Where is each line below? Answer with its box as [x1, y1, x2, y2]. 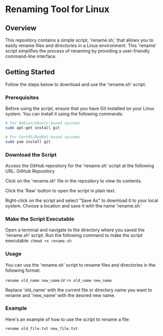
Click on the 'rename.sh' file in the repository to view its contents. [5, 178, 142, 184]
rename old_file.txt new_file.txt [5, 326, 78, 331]
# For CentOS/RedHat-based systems [5, 134, 80, 140]
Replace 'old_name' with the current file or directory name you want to [5, 287, 152, 293]
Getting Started [5, 68, 55, 76]
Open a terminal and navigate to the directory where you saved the [5, 227, 145, 233]
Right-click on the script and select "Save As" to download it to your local [5, 197, 158, 203]
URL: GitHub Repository [5, 168, 55, 174]
